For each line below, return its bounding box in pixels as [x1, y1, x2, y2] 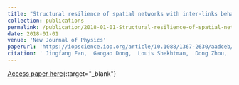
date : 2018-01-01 [7, 30, 59, 38]
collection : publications [7, 17, 84, 24]
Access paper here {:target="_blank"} [7, 69, 117, 78]
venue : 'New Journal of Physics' [7, 37, 107, 44]
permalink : [7, 23, 40, 30]
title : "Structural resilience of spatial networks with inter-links [7, 10, 218, 18]
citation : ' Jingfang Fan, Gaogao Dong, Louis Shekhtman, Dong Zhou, [7, 50, 228, 57]
